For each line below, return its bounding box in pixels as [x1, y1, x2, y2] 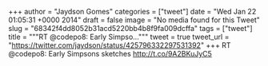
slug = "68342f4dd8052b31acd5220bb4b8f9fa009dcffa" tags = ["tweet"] [8, 24, 253, 33]
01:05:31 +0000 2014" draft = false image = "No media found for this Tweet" [8, 15, 260, 25]
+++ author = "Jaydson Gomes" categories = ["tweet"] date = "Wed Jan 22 [8, 7, 257, 16]
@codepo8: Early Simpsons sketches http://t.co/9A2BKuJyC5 [8, 49, 212, 58]
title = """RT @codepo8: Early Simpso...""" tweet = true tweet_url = [8, 32, 230, 41]
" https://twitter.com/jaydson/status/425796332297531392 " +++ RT [8, 41, 231, 50]
